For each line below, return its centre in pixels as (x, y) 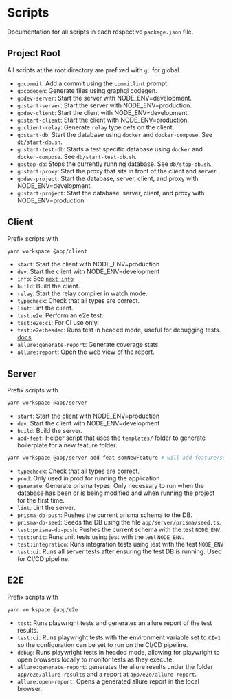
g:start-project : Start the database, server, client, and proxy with (111, 193)
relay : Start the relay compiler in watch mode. (82, 293)
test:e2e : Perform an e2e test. (60, 315)
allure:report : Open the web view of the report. (86, 352)
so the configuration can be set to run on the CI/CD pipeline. (102, 644)
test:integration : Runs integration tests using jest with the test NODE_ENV (120, 544)
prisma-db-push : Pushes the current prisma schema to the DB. (104, 515)
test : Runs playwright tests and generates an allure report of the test (114, 623)
